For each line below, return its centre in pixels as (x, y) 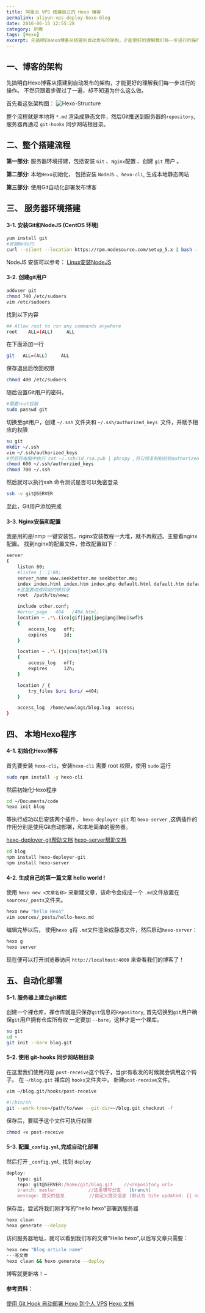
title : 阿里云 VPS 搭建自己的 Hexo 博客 (54, 12)
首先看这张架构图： (31, 103)
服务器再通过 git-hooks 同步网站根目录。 (58, 124)
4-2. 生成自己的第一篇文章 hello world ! (56, 877)
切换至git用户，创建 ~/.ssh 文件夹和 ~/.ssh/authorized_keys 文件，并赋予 (99, 422)
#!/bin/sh (19, 1102)
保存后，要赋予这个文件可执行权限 (49, 1120)
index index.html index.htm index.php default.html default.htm (101, 584)
